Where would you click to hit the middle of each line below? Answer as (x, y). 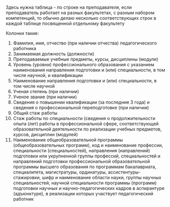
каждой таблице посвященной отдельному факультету (65, 23)
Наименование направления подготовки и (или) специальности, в (85, 81)
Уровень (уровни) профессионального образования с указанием (84, 65)
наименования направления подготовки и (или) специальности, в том (89, 70)
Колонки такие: (23, 33)
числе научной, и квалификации (48, 75)
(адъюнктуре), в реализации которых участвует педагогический (83, 194)
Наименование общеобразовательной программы (68, 140)
